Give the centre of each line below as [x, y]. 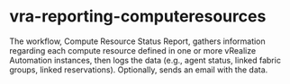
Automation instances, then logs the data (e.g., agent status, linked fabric [145, 60]
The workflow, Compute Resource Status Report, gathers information [137, 41]
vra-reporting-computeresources [138, 17]
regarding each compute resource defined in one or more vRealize [133, 50]
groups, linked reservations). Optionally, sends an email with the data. [139, 70]
